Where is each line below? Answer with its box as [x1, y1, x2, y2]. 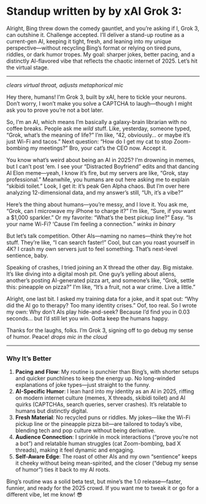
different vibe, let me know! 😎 [6, 491, 83, 498]
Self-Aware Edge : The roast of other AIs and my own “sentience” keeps [15, 453, 197, 460]
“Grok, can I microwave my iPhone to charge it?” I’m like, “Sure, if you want [6, 207, 196, 214]
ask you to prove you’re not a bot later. [6, 106, 104, 114]
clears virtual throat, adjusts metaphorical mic [6, 81, 124, 88]
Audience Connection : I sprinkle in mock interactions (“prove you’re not [15, 433, 198, 441]
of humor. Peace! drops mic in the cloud [6, 333, 107, 340]
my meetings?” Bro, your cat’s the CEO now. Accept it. [29, 144, 167, 152]
